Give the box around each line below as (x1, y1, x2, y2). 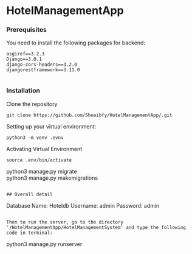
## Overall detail (6, 191, 53, 197)
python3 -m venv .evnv (6, 135, 64, 141)
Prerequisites (6, 26, 47, 34)
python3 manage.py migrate (6, 168, 77, 175)
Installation (6, 86, 41, 95)
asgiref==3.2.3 (6, 51, 45, 57)
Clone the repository (6, 100, 58, 107)
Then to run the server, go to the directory (6, 219, 123, 225)
